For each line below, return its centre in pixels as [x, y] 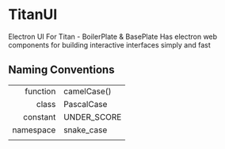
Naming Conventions [61, 70]
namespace [34, 130]
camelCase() [88, 91]
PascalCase [85, 104]
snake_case [85, 130]
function [40, 91]
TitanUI [33, 15]
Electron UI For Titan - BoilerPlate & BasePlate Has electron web [113, 36]
